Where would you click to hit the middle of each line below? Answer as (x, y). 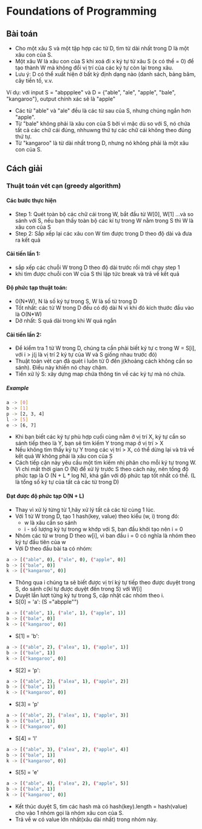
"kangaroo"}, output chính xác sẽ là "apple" (61, 99)
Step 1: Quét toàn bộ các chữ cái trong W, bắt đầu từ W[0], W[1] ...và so (104, 214)
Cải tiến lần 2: (24, 334)
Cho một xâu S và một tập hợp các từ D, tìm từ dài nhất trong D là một (102, 48)
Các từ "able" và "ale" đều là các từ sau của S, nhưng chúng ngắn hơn (103, 110)
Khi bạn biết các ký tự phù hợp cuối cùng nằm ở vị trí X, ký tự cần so (100, 437)
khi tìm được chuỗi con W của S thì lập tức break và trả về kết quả (97, 274)
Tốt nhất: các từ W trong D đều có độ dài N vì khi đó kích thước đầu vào (104, 307)
